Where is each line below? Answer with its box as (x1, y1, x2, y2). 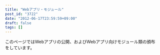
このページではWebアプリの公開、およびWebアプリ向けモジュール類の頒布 (5, 39, 156, 45)
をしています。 (5, 45, 35, 51)
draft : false (5, 20, 32, 26)
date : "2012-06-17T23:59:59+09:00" (5, 16, 78, 21)
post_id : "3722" (5, 12, 38, 16)
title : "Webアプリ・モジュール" (5, 7, 64, 12)
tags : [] (5, 25, 23, 30)
